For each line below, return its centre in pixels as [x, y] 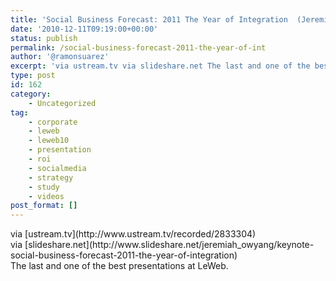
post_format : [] [44, 206]
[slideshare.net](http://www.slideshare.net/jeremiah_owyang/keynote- [169, 245]
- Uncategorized [62, 103]
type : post [33, 76]
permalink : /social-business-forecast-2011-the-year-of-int [138, 47]
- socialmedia [57, 168]
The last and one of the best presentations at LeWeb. [119, 266]
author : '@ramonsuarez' [60, 57]
